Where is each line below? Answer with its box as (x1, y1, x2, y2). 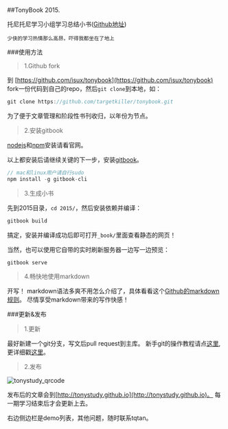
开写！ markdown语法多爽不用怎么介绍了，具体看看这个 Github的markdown (7, 287, 220, 295)
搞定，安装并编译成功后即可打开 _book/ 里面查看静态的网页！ (7, 231, 176, 239)
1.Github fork (23, 62, 60, 70)
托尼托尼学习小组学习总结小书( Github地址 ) (7, 20, 127, 28)
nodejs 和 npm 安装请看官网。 (7, 140, 87, 149)
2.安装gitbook (23, 126, 63, 134)
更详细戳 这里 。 (7, 348, 49, 357)
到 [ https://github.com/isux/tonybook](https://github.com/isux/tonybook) (7, 76, 214, 84)
